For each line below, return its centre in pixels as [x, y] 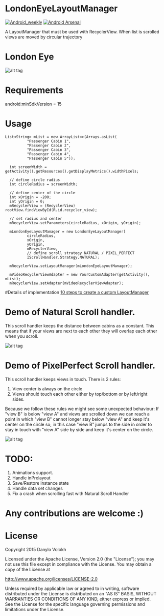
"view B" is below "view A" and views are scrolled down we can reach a [78, 414]
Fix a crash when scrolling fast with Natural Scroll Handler [70, 493]
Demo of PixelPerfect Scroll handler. [80, 366]
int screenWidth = [28, 167]
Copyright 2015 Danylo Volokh [36, 549]
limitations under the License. [35, 609]
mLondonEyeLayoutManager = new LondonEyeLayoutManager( [68, 232]
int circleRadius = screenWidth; [44, 184]
